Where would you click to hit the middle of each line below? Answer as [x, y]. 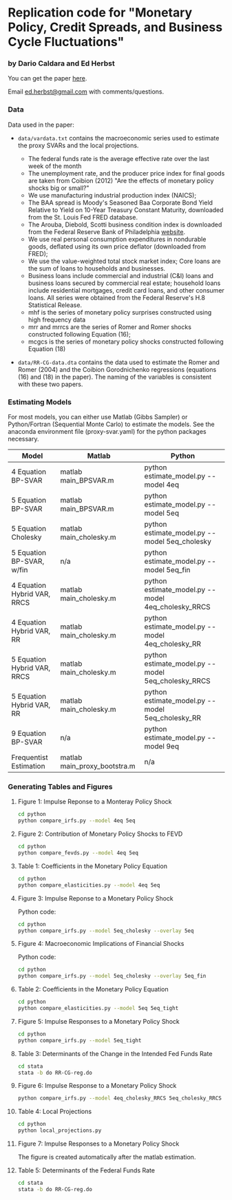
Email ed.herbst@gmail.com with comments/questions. [86, 92]
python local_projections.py [60, 1130]
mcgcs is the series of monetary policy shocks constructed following [126, 341]
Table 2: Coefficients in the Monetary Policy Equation [93, 989]
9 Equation [29, 733]
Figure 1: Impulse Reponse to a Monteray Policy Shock [95, 802]
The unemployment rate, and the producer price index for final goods [126, 173]
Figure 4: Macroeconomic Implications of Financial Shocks [101, 944]
